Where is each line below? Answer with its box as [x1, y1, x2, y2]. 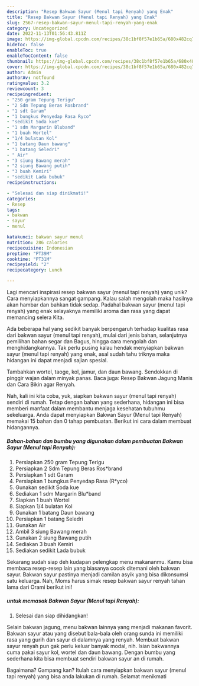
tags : [6, 207, 20, 213]
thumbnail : [6, 58, 34, 64]
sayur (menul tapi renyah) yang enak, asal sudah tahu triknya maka [6, 350, 170, 358]
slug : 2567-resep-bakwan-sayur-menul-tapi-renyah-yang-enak [6, 20, 158, 25]
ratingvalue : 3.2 [6, 81, 50, 87]
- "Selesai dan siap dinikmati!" [6, 190, 89, 196]
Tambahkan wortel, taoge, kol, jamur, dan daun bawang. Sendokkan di [6, 368, 178, 375]
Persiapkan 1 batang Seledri [15, 515, 83, 522]
